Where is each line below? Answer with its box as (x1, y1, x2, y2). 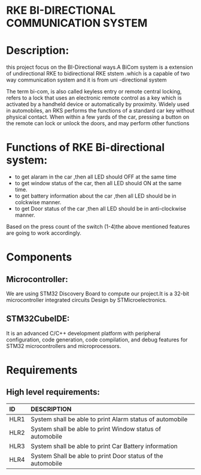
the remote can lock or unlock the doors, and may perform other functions (6, 120, 190, 127)
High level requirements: (6, 387, 100, 397)
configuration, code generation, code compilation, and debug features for (6, 336, 188, 343)
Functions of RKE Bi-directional (6, 141, 165, 155)
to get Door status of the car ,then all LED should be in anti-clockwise (14, 205, 187, 213)
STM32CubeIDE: (6, 314, 70, 324)
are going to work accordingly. (6, 229, 82, 237)
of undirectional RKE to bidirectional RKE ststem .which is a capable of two (6, 70, 190, 77)
